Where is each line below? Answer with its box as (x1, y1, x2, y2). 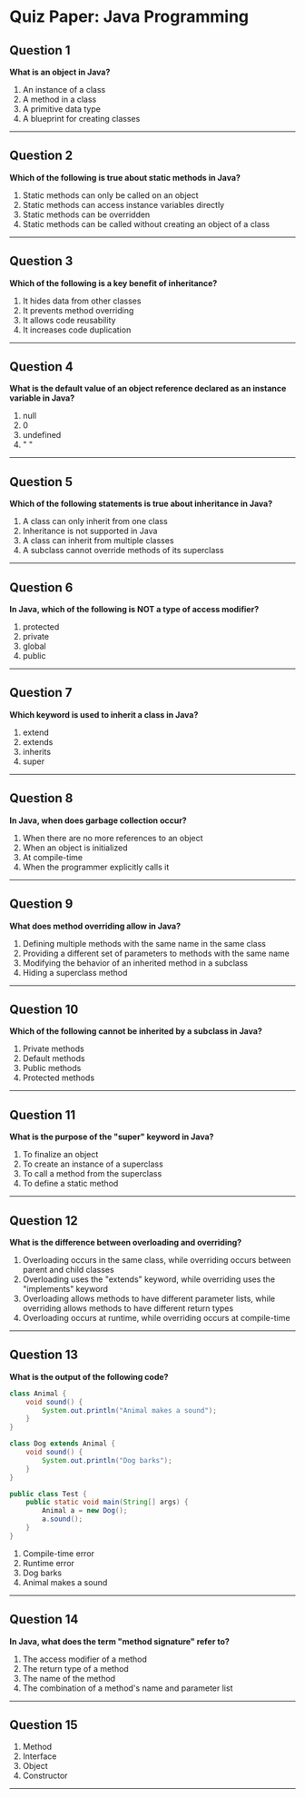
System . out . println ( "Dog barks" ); (42, 1455, 172, 1465)
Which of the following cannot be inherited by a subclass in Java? (9, 1026, 263, 1037)
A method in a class (22, 94, 97, 104)
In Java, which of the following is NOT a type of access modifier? (9, 604, 260, 615)
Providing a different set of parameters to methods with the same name (22, 948, 290, 959)
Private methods (22, 1043, 84, 1055)
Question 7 (9, 685, 73, 700)
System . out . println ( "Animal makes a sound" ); (42, 1406, 218, 1415)
